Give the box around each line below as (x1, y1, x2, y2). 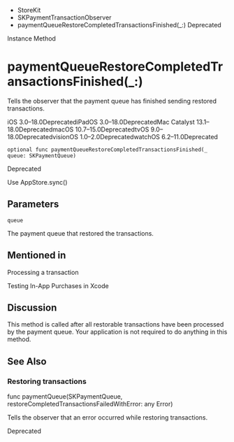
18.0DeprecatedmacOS (7, 125, 74, 134)
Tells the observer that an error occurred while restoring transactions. (7, 413, 208, 422)
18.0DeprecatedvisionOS (7, 132, 79, 141)
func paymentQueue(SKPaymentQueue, (7, 392, 123, 401)
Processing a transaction (7, 268, 79, 276)
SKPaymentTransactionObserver (17, 13, 112, 22)
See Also (7, 355, 47, 367)
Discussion (7, 301, 57, 313)
